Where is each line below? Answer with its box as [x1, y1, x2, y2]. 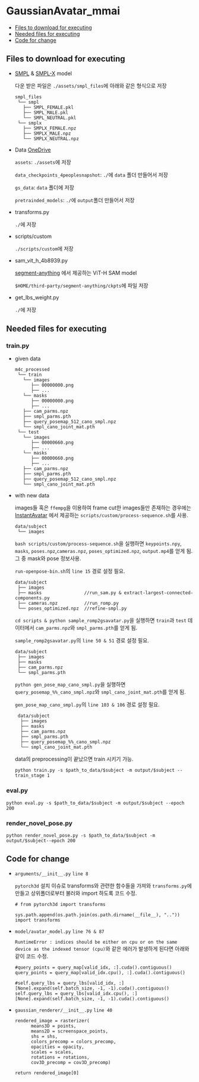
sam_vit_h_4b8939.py [14, 256, 68, 264]
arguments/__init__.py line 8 [14, 871, 89, 877]
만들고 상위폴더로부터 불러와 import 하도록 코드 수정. [14, 889, 137, 896]
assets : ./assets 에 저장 [14, 158, 71, 165]
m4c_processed [14, 367, 50, 373]
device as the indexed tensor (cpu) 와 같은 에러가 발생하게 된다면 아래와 [14, 945, 189, 952]
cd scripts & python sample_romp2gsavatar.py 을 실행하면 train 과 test [14, 617, 187, 624]
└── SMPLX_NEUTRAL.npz [23, 135, 79, 141]
